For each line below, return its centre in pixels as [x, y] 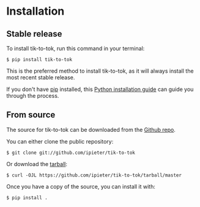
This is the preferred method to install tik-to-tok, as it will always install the [100, 71]
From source [31, 115]
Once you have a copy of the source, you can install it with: [81, 186]
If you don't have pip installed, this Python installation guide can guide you [100, 89]
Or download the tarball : [37, 164]
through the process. [33, 96]
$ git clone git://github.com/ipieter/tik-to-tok [71, 153]
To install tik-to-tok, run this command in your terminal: [76, 48]
